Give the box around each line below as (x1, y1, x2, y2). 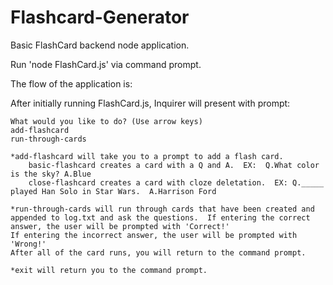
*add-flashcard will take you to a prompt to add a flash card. (10, 151, 284, 161)
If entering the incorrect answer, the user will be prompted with (10, 230, 298, 240)
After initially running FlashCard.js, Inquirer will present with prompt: (10, 97, 291, 109)
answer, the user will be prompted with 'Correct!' (10, 221, 230, 231)
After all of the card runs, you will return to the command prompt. (10, 247, 307, 258)
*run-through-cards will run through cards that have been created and (10, 204, 315, 214)
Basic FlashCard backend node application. (10, 39, 190, 51)
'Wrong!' (10, 239, 47, 249)
